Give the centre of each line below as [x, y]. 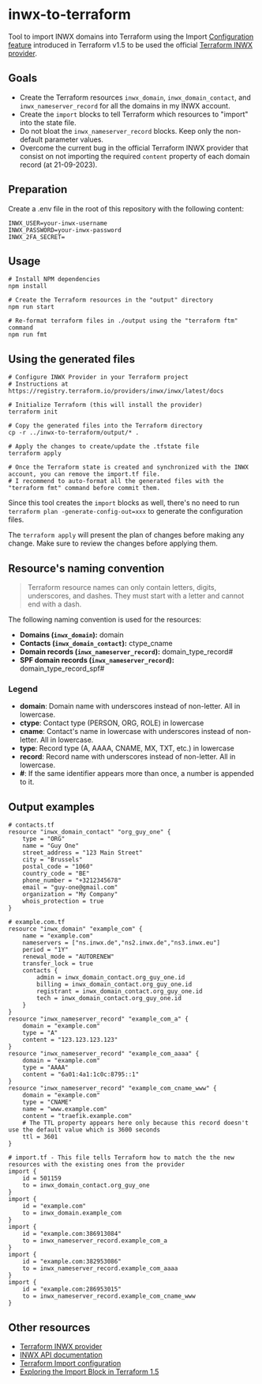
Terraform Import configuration [70, 1363]
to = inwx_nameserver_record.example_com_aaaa [100, 1268]
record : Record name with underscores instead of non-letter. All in [127, 757]
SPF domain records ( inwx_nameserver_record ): [97, 660]
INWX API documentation [61, 1355]
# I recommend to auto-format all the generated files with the [116, 481]
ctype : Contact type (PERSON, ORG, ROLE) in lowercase [112, 723]
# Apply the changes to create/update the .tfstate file [104, 447]
